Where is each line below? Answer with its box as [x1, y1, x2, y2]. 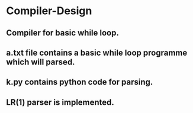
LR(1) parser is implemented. [6, 97, 114, 107]
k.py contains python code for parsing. [6, 77, 153, 87]
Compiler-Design [6, 4, 92, 18]
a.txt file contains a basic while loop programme [6, 47, 188, 57]
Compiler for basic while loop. [6, 28, 120, 38]
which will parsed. [6, 57, 75, 67]
